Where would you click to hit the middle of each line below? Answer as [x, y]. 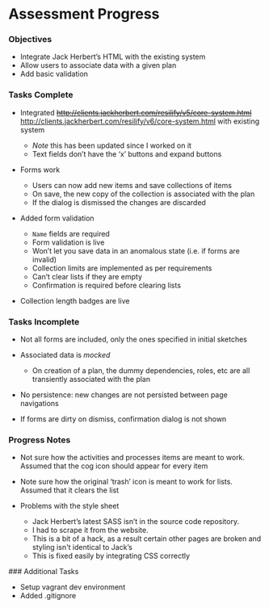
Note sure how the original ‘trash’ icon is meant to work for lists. [126, 482]
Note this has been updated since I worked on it [112, 145]
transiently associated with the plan [91, 379]
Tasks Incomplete [44, 321]
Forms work [40, 170]
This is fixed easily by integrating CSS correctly [111, 556]
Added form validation [57, 218]
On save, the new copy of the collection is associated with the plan [143, 194]
